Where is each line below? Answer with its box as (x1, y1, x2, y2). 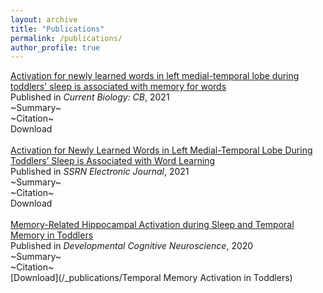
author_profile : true (10, 42, 101, 53)
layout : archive (10, 14, 78, 25)
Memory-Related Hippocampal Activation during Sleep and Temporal (10, 219, 295, 231)
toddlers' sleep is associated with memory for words (10, 81, 227, 93)
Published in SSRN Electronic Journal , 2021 (10, 166, 190, 178)
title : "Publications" (10, 24, 105, 34)
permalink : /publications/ (10, 33, 123, 43)
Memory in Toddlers (10, 229, 94, 241)
